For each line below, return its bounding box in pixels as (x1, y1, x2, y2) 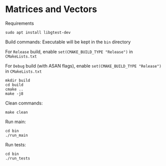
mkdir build (5, 78, 30, 83)
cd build (5, 82, 24, 87)
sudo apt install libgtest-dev (5, 30, 71, 35)
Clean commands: (5, 100, 43, 106)
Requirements (5, 20, 34, 26)
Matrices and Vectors (5, 4, 97, 15)
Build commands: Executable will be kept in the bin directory (5, 39, 131, 45)
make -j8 (5, 91, 24, 96)
